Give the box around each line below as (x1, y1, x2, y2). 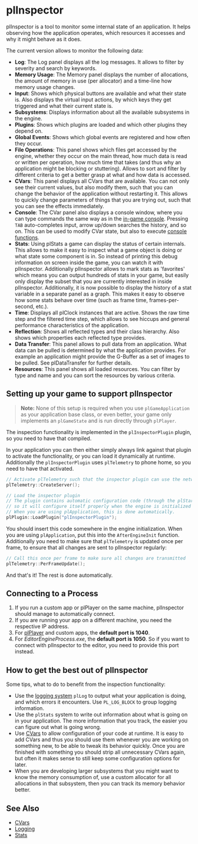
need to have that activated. (6, 465, 74, 472)
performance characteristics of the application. (14, 321, 130, 329)
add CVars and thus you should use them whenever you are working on (14, 736, 189, 743)
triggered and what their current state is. (14, 102, 113, 109)
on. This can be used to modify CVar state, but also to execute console (14, 228, 187, 235)
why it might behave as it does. (6, 35, 82, 42)
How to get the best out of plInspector (6, 665, 148, 675)
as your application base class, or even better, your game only (20, 410, 172, 418)
